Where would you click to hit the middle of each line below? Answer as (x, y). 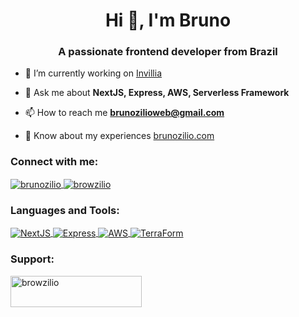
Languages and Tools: (65, 211)
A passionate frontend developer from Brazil (168, 52)
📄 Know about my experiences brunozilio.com (119, 136)
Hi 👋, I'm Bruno (168, 20)
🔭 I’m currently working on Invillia (93, 73)
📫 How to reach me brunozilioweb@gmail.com (124, 113)
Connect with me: (54, 162)
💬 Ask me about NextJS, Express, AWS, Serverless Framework (157, 93)
